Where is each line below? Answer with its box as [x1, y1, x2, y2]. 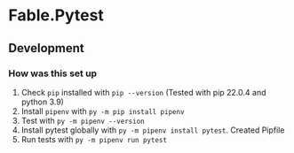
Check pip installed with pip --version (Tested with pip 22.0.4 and [20, 87, 266, 97]
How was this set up [8, 67, 98, 80]
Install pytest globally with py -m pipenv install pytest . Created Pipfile [20, 125, 285, 135]
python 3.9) [20, 96, 64, 107]
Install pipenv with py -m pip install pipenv [20, 105, 185, 116]
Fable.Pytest [8, 5, 104, 26]
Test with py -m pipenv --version [20, 115, 145, 126]
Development [8, 41, 85, 56]
